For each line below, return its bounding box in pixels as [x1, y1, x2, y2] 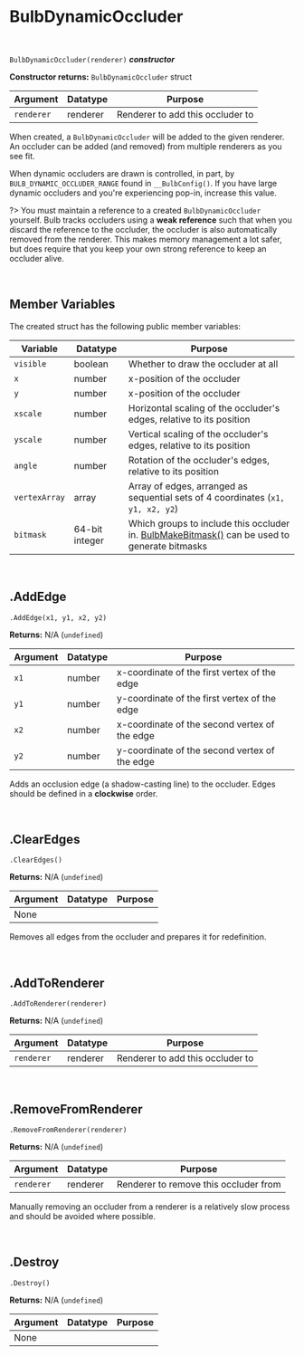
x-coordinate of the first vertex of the [116, 665, 276, 678]
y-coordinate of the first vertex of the [116, 692, 277, 704]
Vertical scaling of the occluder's [128, 427, 269, 440]
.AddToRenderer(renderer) [9, 999, 107, 1008]
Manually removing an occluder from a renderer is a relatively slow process [9, 1201, 290, 1212]
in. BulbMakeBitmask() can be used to [128, 528, 290, 540]
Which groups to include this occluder [128, 517, 290, 530]
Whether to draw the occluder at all [128, 358, 279, 370]
